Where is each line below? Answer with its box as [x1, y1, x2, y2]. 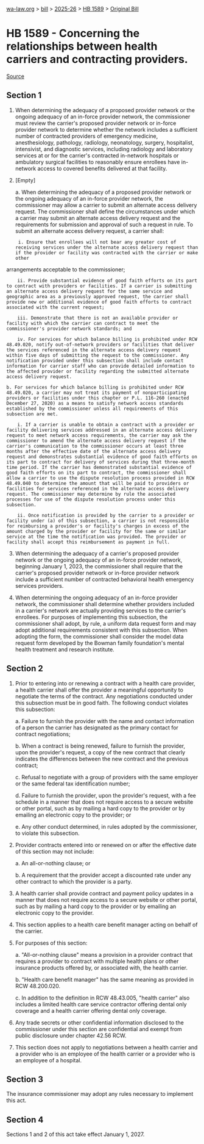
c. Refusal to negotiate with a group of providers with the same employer [15, 773, 199, 781]
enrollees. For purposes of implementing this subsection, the [15, 613, 168, 621]
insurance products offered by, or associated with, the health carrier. [15, 963, 188, 971]
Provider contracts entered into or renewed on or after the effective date [15, 841, 197, 848]
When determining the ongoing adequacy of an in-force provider [15, 594, 178, 601]
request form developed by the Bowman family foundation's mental [15, 639, 185, 646]
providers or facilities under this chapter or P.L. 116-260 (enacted [6, 395, 189, 401]
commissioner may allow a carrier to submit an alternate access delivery [15, 201, 197, 209]
